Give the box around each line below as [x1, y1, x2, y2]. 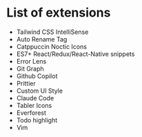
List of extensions [6, 5, 111, 21]
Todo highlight [16, 116, 58, 124]
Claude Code [16, 93, 54, 102]
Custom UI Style [16, 86, 63, 95]
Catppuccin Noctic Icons [16, 42, 88, 51]
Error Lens [16, 57, 47, 65]
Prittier [16, 79, 36, 87]
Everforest [16, 109, 46, 117]
